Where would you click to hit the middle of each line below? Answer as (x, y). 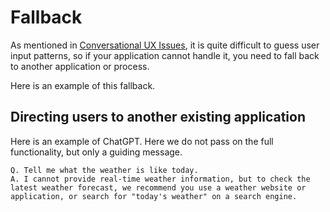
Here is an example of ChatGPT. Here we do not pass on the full (142, 141)
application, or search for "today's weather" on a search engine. (154, 196)
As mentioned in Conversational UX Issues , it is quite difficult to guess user (165, 45)
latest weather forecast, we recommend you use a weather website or (158, 187)
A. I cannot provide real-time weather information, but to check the (160, 179)
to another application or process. (80, 66)
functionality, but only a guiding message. (96, 152)
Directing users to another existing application (158, 117)
